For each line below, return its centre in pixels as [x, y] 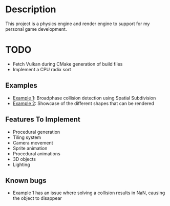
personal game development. [36, 29]
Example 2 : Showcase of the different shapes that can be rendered [83, 103]
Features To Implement [43, 120]
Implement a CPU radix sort [42, 69]
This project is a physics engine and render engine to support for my [78, 24]
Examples [21, 86]
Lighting [21, 164]
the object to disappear [37, 198]
